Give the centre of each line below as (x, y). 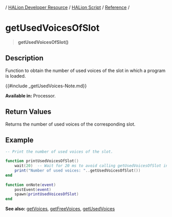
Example (19, 140)
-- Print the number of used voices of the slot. (59, 152)
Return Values (28, 112)
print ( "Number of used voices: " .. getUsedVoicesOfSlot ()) (78, 171)
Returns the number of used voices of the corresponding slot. (70, 124)
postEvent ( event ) (33, 189)
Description (24, 58)
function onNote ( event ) (31, 185)
